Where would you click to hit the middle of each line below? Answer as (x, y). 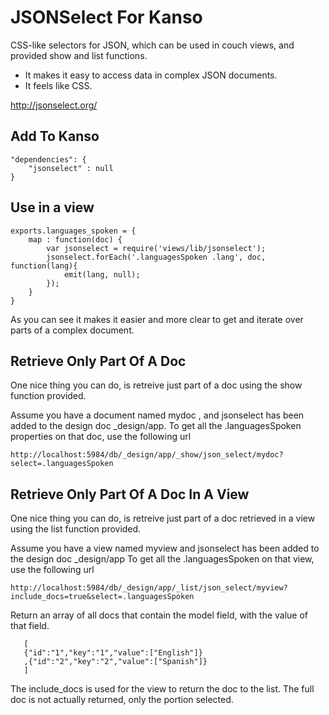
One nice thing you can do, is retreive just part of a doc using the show (156, 385)
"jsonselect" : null (71, 168)
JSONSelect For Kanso (106, 17)
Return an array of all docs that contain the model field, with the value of (159, 615)
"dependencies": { (48, 159)
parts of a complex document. (72, 330)
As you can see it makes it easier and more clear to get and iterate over (157, 319)
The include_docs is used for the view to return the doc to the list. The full (162, 689)
